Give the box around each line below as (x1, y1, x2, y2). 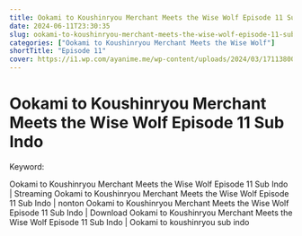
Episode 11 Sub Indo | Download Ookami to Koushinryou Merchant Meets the (9, 207, 293, 218)
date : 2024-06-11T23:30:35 (9, 22, 111, 31)
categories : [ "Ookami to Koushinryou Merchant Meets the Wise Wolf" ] (9, 38, 276, 48)
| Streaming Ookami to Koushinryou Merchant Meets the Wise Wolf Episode (9, 188, 289, 198)
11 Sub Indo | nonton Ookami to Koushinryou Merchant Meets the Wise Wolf (9, 197, 289, 208)
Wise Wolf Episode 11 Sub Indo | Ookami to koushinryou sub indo (9, 216, 250, 227)
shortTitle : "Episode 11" (9, 47, 106, 56)
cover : (9, 55, 34, 64)
